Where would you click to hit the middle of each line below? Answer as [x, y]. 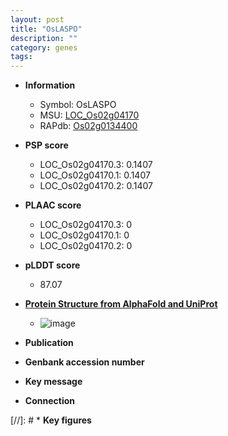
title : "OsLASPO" [46, 29]
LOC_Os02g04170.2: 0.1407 [96, 186]
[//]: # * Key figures [51, 420]
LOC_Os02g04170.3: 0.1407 [96, 165]
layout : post [37, 19]
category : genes [44, 47]
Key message [53, 382]
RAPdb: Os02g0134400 [88, 126]
